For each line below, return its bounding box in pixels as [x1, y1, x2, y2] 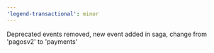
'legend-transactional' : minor [6, 10, 99, 18]
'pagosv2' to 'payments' [6, 37, 78, 46]
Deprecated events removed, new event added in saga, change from [6, 30, 207, 38]
